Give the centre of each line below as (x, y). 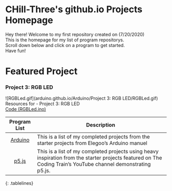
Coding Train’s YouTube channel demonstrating (94, 164)
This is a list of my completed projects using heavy (98, 152)
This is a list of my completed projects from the (93, 137)
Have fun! (16, 51)
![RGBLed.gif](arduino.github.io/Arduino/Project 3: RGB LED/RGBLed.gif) (82, 99)
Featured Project (41, 71)
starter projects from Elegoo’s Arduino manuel (92, 143)
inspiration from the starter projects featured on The (100, 158)
